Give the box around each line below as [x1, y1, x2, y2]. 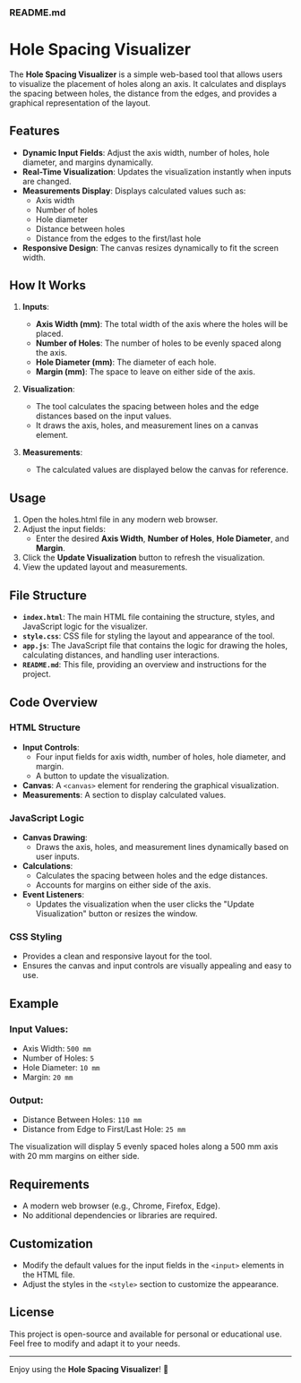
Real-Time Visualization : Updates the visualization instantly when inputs [21, 166, 292, 176]
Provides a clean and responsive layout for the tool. [21, 951, 212, 962]
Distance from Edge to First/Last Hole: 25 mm [21, 1124, 186, 1135]
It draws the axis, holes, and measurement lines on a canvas [35, 420, 259, 431]
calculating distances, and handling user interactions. [21, 649, 219, 660]
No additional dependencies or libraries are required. [21, 1210, 218, 1221]
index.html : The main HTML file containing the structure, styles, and [21, 612, 275, 623]
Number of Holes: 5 [21, 1052, 95, 1063]
